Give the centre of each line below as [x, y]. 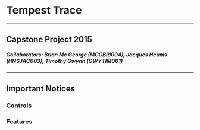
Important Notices [41, 89]
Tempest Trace [44, 10]
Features [19, 121]
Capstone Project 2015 [49, 39]
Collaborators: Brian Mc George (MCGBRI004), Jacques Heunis [87, 55]
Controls [19, 106]
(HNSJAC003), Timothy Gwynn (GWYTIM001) [65, 61]
